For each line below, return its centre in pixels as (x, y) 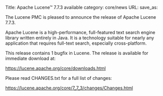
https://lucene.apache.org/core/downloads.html (56, 68)
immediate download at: (31, 58)
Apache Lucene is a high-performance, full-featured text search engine (80, 32)
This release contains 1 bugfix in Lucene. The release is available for (77, 53)
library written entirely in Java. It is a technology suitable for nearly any (80, 38)
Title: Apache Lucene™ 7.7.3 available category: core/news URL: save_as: (81, 7)
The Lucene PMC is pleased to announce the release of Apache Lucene (81, 17)
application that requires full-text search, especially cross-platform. (76, 43)
